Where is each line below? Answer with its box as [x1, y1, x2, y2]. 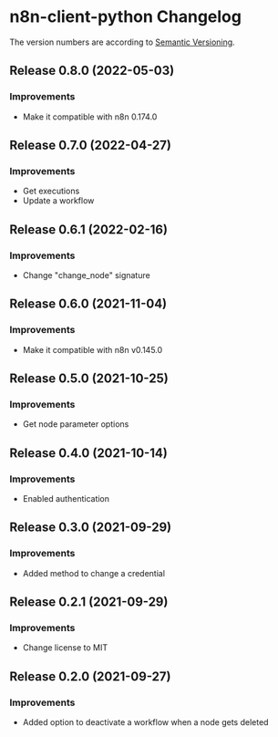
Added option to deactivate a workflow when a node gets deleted [22, 717, 269, 728]
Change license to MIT [22, 642, 108, 653]
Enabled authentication [22, 493, 110, 504]
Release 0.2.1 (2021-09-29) [9, 595, 169, 610]
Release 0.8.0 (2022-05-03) [9, 63, 175, 78]
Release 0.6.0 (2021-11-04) [9, 296, 167, 312]
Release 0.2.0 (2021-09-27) [9, 669, 171, 684]
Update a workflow [22, 195, 95, 206]
